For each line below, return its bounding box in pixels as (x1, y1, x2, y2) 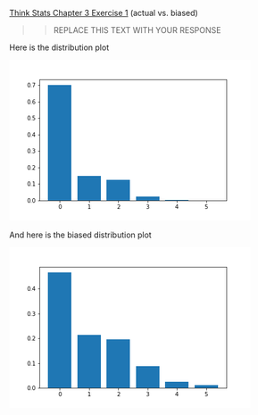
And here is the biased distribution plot (9, 229, 152, 240)
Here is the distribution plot (9, 42, 110, 53)
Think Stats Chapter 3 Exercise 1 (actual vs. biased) (9, 8, 198, 18)
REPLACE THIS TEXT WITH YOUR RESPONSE (53, 25, 221, 35)
